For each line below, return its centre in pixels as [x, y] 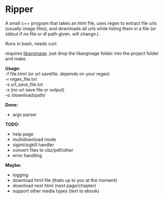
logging [20, 175]
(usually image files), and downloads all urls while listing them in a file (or [81, 28]
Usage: [13, 68]
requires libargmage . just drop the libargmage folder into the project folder [82, 53]
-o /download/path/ [26, 95]
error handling [27, 155]
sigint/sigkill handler [33, 145]
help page [23, 134]
